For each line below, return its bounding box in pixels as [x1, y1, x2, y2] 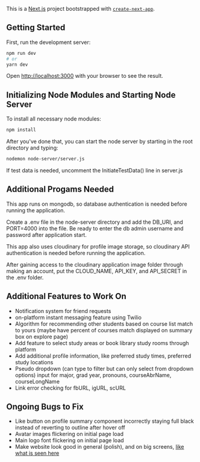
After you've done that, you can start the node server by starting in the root [6, 138, 193, 145]
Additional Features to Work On [6, 291, 127, 302]
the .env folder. [6, 274, 44, 281]
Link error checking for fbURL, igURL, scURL [14, 384, 127, 391]
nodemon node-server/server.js [6, 156, 85, 162]
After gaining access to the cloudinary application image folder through [6, 261, 183, 268]
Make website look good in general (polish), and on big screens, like [14, 443, 184, 451]
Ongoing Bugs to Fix [6, 402, 84, 412]
